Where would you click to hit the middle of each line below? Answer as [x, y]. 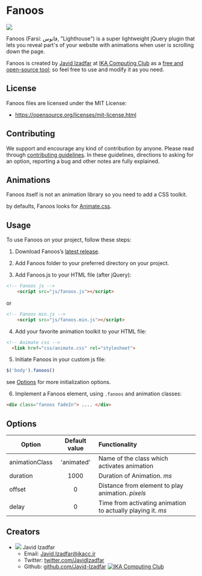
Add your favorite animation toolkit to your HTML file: [81, 331]
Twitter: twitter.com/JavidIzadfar [64, 560]
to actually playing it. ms [133, 510]
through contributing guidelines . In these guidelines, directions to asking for [100, 155]
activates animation [126, 466]
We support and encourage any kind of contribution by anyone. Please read [100, 148]
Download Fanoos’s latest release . [57, 252]
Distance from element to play [141, 485]
